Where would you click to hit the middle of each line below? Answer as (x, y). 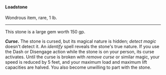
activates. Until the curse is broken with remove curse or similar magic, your (82, 57)
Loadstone (17, 7)
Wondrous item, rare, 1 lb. (31, 18)
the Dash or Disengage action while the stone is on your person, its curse (80, 52)
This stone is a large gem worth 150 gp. (45, 32)
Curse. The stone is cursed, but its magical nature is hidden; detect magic (81, 41)
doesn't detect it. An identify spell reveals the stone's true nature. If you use (82, 47)
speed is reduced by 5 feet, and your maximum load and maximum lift (76, 62)
